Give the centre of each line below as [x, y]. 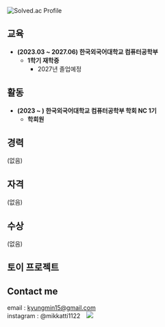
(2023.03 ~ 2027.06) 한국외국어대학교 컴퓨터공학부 [88, 52]
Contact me [33, 291]
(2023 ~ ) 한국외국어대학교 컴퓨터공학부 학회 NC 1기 [87, 111]
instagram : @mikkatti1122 [44, 316]
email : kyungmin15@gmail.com [51, 308]
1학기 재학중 [43, 60]
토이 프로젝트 [33, 268]
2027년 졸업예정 [60, 69]
